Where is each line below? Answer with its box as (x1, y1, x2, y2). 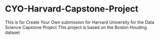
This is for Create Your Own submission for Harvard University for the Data (5, 19, 155, 25)
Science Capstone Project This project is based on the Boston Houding (5, 24, 147, 30)
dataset (5, 29, 20, 35)
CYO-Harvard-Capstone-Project (5, 3, 139, 14)
